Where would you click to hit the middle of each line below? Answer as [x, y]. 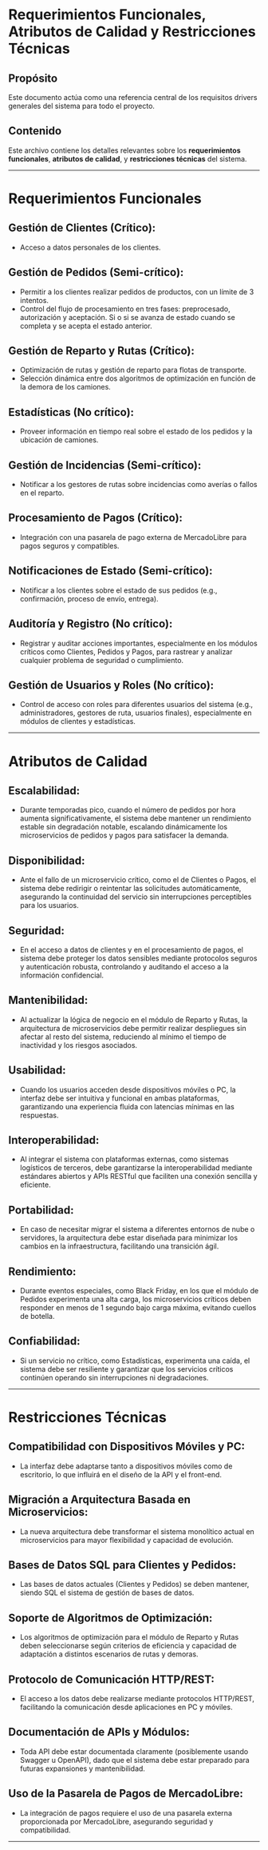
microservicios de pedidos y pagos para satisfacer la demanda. [124, 835]
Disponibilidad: [47, 860]
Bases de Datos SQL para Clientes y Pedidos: [122, 1565]
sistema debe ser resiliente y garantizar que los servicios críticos [126, 1369]
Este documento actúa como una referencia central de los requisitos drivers [133, 97]
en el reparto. [42, 493]
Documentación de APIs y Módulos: [99, 1732]
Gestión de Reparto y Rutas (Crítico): [102, 351]
